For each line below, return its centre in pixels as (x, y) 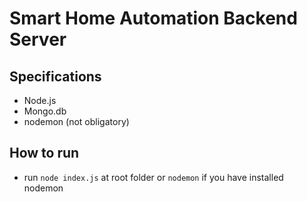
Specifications (55, 76)
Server (38, 39)
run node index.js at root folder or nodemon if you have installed (153, 177)
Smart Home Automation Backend (153, 18)
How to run (44, 153)
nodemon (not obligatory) (76, 121)
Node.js (40, 100)
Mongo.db (45, 111)
